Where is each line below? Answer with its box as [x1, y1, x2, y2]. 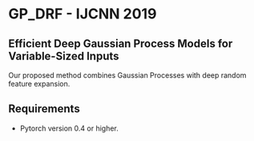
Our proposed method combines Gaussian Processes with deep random [8, 70, 247, 80]
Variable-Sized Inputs [8, 49, 119, 62]
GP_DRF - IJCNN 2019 [8, 5, 157, 23]
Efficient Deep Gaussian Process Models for [8, 37, 233, 50]
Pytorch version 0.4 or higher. [19, 123, 119, 133]
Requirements [8, 102, 80, 116]
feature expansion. [8, 79, 71, 88]
